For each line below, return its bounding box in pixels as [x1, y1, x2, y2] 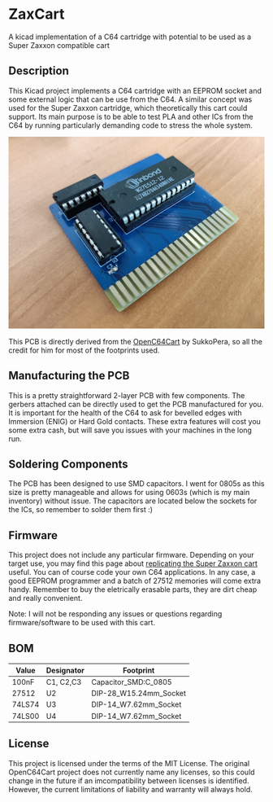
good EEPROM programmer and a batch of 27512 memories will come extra [8, 576, 262, 586]
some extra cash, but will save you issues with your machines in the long [8, 425, 252, 435]
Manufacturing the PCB [8, 369, 130, 383]
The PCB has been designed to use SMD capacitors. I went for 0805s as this [8, 479, 265, 489]
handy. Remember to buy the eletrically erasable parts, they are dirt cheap [8, 585, 258, 594]
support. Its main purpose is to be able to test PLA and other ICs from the [8, 112, 253, 121]
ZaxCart [8, 5, 65, 24]
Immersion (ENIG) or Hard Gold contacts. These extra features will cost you [8, 416, 262, 426]
